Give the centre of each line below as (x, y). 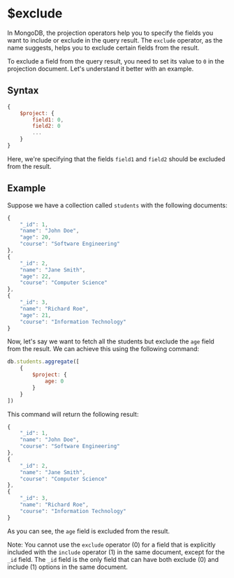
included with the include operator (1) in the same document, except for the (116, 552)
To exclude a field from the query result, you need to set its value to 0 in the (116, 61)
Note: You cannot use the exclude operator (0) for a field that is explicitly (111, 544)
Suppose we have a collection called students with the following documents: (117, 205)
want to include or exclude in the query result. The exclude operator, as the (115, 40)
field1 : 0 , (48, 120)
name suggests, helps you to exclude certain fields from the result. (103, 47)
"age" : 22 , (36, 276)
